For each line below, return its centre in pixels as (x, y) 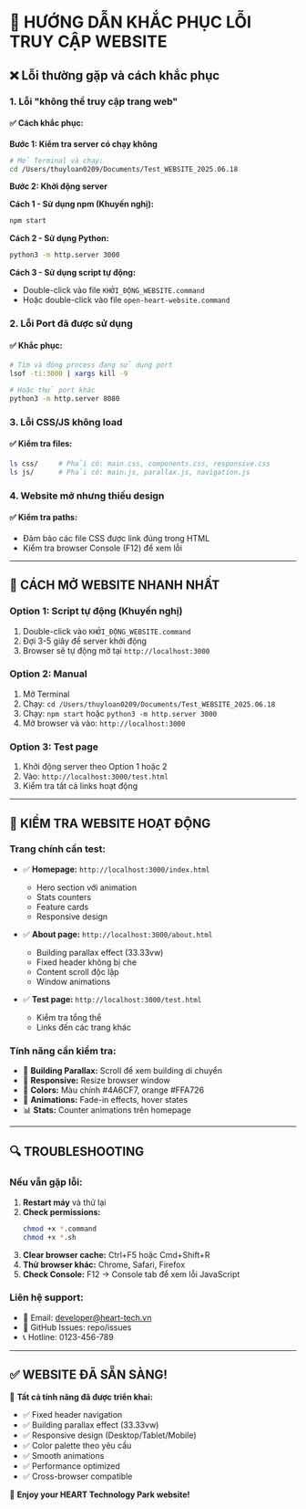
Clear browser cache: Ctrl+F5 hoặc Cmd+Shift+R (116, 1254)
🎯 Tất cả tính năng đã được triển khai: (81, 1397)
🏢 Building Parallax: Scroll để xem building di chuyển (122, 1071)
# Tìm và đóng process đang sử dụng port (91, 365)
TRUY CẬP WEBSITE (88, 42)
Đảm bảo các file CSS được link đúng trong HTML (116, 538)
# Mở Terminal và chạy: (56, 161)
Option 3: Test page (54, 747)
